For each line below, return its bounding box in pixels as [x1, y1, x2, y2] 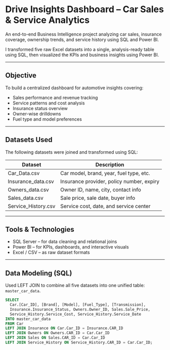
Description [95, 161, 124, 168]
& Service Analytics [5, 14, 90, 26]
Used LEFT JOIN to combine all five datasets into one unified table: [5, 283, 145, 289]
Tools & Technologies [5, 225, 74, 234]
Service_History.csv [8, 202, 56, 209]
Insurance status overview [12, 105, 68, 111]
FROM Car [5, 321, 24, 326]
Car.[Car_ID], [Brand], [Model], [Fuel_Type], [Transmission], [10, 302, 146, 307]
